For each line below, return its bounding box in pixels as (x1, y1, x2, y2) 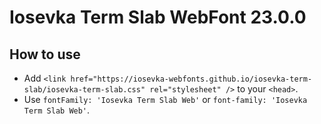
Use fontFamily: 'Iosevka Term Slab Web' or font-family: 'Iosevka (23, 94, 308, 105)
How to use (9, 46, 81, 63)
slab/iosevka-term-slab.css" (23, 85, 146, 95)
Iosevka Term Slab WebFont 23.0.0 (9, 6, 307, 29)
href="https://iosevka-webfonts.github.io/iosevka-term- (70, 74, 313, 84)
